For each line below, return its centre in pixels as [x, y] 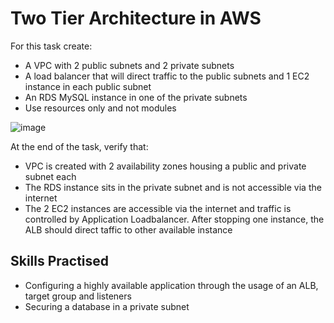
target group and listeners [78, 296]
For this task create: [51, 46]
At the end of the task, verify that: [79, 146]
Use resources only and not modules [100, 108]
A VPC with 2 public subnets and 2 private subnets [129, 65]
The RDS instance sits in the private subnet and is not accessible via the [173, 187]
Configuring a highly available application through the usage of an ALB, [171, 285]
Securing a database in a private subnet [107, 306]
